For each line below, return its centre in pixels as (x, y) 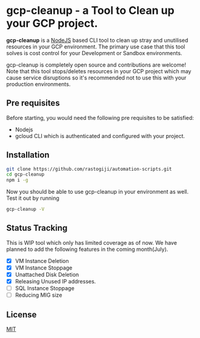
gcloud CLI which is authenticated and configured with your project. (100, 136)
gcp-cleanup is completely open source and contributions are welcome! (96, 65)
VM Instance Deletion (42, 260)
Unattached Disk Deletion (47, 274)
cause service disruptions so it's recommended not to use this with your (96, 78)
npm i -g (17, 180)
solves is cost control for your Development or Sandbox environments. (94, 53)
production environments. (38, 84)
